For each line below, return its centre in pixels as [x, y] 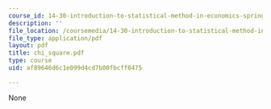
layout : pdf [28, 46]
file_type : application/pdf [56, 38]
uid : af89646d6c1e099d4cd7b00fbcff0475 [75, 68]
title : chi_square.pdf [46, 53]
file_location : [34, 30]
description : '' [35, 23]
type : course [30, 61]
